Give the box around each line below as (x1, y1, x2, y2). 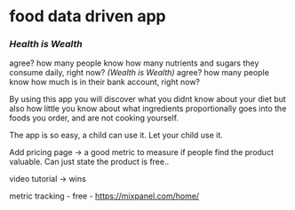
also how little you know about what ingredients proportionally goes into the (9, 104, 287, 114)
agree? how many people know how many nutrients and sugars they (9, 58, 259, 68)
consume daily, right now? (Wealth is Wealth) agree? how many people (9, 67, 269, 78)
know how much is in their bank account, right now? (9, 77, 201, 88)
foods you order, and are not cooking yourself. (9, 113, 179, 123)
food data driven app (9, 6, 166, 27)
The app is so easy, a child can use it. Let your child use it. (9, 130, 224, 141)
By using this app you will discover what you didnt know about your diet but (9, 94, 286, 105)
